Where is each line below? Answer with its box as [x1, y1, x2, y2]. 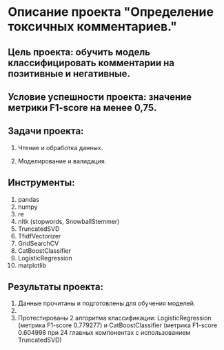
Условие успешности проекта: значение [8, 91, 192, 103]
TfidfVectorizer [17, 231, 61, 240]
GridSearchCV [17, 239, 59, 247]
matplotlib [17, 261, 47, 269]
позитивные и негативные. [8, 68, 130, 79]
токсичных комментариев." [8, 19, 178, 34]
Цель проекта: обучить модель [8, 46, 151, 58]
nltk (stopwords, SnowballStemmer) [17, 217, 120, 225]
